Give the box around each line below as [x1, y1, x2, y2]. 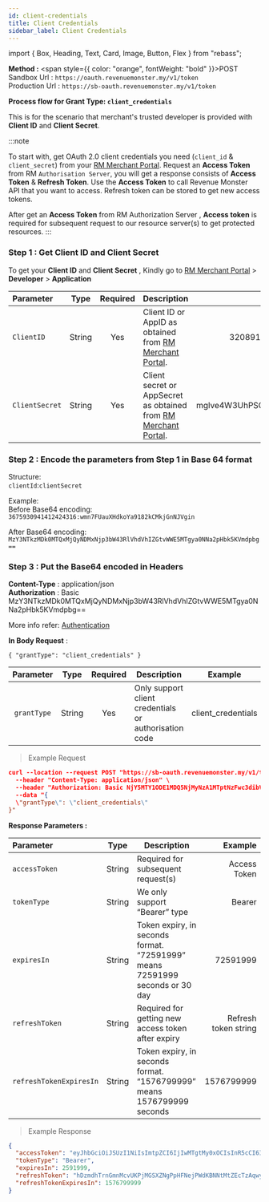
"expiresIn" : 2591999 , [15, 1164, 91, 1172]
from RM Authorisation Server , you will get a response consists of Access [8, 169, 256, 179]
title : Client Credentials [8, 19, 98, 27]
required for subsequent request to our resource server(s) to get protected [8, 218, 255, 229]
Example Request [27, 753, 86, 763]
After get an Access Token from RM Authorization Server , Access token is [8, 210, 258, 220]
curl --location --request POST [8, 769, 116, 777]
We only [136, 886, 168, 897]
